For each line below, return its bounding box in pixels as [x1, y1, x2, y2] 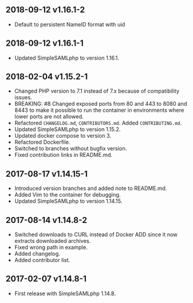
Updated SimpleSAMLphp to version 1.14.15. [14, 198, 123, 205]
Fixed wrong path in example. [14, 243, 88, 251]
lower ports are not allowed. [14, 113, 84, 120]
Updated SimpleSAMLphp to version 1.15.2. [14, 126, 121, 133]
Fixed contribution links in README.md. [14, 151, 112, 159]
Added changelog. [14, 250, 61, 257]
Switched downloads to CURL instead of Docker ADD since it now [14, 231, 178, 238]
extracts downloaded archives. [14, 237, 91, 245]
